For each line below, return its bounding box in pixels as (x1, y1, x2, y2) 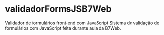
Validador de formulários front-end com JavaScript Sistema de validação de (5, 20, 160, 26)
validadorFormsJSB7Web (5, 3, 112, 15)
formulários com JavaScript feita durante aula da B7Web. (5, 25, 121, 31)
